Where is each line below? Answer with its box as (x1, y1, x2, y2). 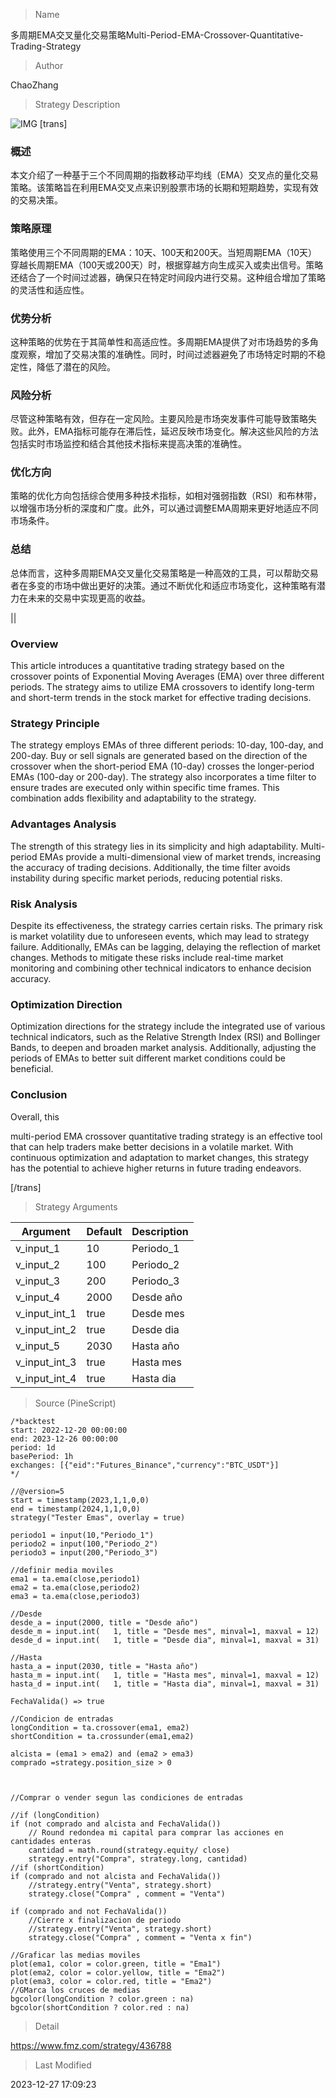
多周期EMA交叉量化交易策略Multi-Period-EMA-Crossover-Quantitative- (10, 29, 304, 41)
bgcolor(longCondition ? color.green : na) (10, 1994, 195, 2004)
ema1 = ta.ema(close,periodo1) (10, 1574, 141, 1584)
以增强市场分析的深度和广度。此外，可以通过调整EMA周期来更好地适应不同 (10, 502, 319, 514)
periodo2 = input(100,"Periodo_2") (10, 1539, 159, 1549)
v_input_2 (15, 1257, 61, 1271)
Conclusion (10, 1088, 68, 1102)
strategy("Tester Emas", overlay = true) (10, 1512, 186, 1523)
